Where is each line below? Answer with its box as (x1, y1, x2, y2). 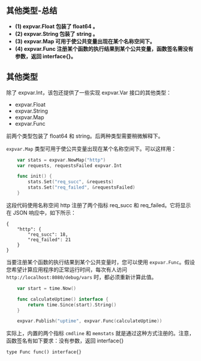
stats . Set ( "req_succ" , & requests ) (28, 179, 114, 185)
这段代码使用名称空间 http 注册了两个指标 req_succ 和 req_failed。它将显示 (6, 201, 191, 208)
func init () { (17, 173, 52, 180)
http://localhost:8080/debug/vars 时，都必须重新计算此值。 (6, 273, 157, 280)
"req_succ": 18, (28, 231, 68, 238)
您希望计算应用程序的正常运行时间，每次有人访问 (6, 266, 127, 273)
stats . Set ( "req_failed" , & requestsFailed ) (28, 184, 136, 190)
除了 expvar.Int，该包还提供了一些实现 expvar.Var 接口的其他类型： (6, 89, 172, 96)
